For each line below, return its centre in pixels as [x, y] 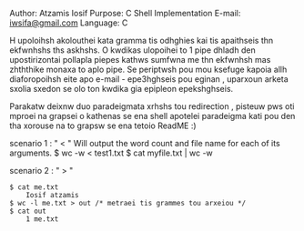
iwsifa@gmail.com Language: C [69, 23]
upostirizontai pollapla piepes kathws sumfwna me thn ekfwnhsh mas [140, 60]
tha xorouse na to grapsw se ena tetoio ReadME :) [103, 126]
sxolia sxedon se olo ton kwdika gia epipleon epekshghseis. [122, 89]
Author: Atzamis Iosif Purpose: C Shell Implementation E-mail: [125, 13]
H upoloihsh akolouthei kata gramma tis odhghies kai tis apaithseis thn [142, 40]
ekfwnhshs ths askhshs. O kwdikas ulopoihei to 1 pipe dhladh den [133, 50]
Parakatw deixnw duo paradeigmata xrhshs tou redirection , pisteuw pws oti [152, 106]
